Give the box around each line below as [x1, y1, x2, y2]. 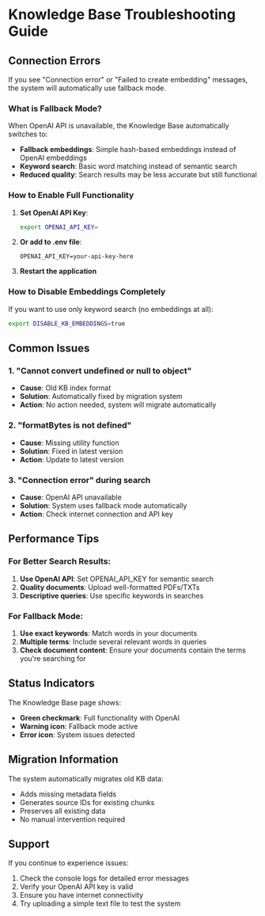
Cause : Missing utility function [19, 438, 120, 447]
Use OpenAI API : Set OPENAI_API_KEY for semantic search [19, 574, 214, 583]
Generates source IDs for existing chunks [19, 797, 155, 807]
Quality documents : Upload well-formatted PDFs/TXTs [19, 582, 200, 591]
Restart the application [19, 267, 97, 276]
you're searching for [19, 653, 86, 663]
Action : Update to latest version [19, 454, 124, 464]
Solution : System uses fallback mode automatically [19, 500, 187, 510]
